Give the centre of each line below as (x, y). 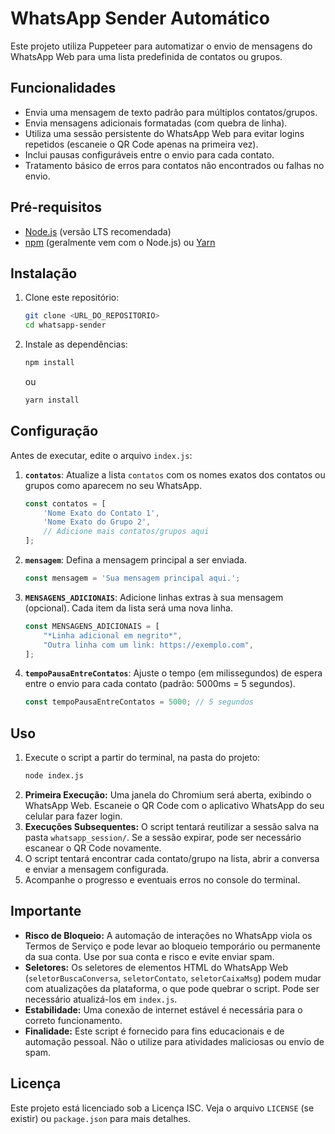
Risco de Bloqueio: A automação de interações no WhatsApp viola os (168, 935)
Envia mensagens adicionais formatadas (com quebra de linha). (156, 123)
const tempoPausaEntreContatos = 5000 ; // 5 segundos (139, 702)
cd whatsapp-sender (65, 325)
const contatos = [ (65, 503)
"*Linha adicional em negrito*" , (113, 635)
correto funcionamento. (73, 1020)
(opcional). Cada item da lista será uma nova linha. (128, 608)
